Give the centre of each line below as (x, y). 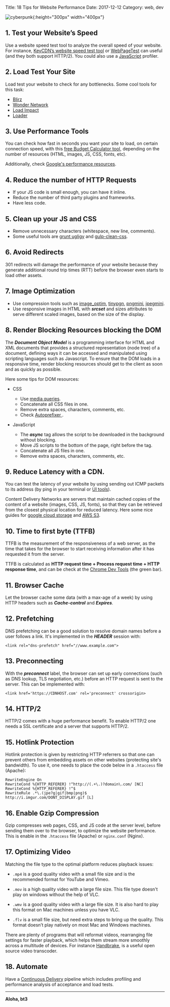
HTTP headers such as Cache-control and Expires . (59, 602)
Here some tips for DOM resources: (42, 379)
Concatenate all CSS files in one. (54, 404)
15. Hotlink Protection (40, 742)
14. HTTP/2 (23, 709)
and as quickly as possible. (33, 369)
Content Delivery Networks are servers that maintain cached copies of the (83, 499)
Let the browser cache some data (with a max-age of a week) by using (79, 597)
